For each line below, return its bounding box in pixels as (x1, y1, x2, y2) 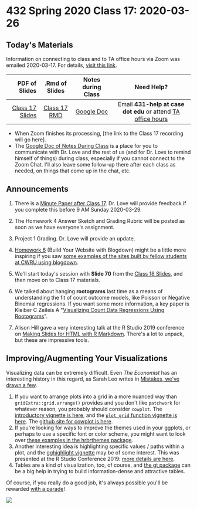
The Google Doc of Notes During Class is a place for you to (14, 142, 158, 149)
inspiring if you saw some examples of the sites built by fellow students (14, 252, 187, 259)
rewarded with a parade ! (6, 485, 66, 492)
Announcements (6, 184, 69, 194)
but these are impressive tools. (14, 336, 90, 344)
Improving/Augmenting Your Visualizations (6, 354, 168, 364)
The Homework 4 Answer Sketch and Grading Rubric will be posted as (14, 217, 185, 224)
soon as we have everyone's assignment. (14, 223, 115, 230)
